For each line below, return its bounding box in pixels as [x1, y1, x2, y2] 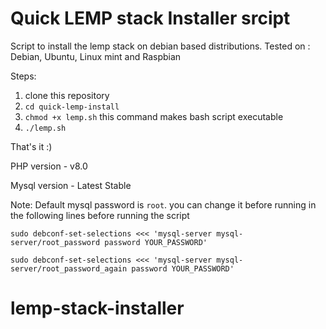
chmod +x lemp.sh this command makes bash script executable [24, 110, 284, 122]
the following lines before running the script [10, 209, 190, 221]
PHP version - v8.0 [10, 160, 88, 172]
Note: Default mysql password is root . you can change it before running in [10, 198, 317, 211]
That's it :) [10, 140, 53, 152]
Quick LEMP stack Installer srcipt [10, 7, 291, 30]
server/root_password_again [10, 263, 128, 274]
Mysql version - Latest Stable [10, 179, 132, 191]
